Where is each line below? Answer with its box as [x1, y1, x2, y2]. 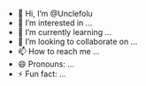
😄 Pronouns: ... [17, 59, 75, 69]
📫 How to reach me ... [17, 47, 100, 56]
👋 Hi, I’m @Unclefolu [17, 9, 93, 18]
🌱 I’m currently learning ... [17, 27, 112, 37]
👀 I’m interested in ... [17, 18, 93, 28]
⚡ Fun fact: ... [17, 68, 66, 79]
